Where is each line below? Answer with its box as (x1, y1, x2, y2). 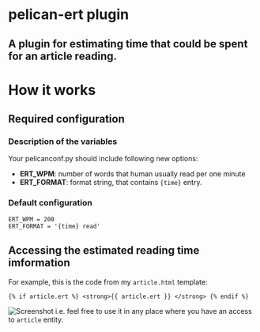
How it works (8, 81, 96, 99)
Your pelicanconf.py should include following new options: (8, 154, 198, 164)
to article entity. (8, 315, 64, 324)
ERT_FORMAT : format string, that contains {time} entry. (19, 178, 202, 187)
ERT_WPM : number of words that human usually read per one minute (19, 169, 246, 179)
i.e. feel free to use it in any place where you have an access (55, 306, 253, 315)
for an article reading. (8, 49, 117, 62)
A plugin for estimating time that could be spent (8, 37, 248, 51)
